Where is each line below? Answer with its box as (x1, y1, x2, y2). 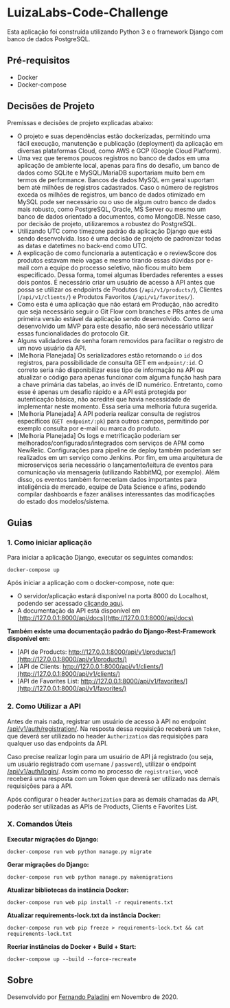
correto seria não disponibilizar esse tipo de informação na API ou (16, 366, 205, 374)
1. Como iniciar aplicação (7, 538, 93, 547)
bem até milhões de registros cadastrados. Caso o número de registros (16, 183, 218, 191)
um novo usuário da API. (16, 344, 87, 352)
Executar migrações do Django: (7, 835, 99, 843)
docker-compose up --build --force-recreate (7, 956, 137, 963)
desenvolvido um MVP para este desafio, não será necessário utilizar (16, 322, 214, 330)
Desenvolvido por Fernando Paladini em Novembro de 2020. (7, 992, 179, 1001)
